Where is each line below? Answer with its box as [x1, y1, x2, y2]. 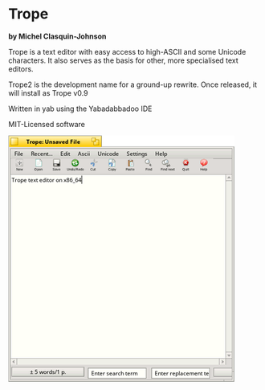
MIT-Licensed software [8, 119, 86, 129]
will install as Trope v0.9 [8, 88, 88, 97]
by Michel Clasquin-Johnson [8, 31, 107, 41]
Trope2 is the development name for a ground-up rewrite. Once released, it [8, 80, 258, 89]
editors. [8, 64, 34, 73]
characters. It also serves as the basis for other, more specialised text [8, 55, 238, 65]
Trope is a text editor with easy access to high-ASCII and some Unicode [8, 47, 247, 56]
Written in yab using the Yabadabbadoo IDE [8, 104, 153, 113]
